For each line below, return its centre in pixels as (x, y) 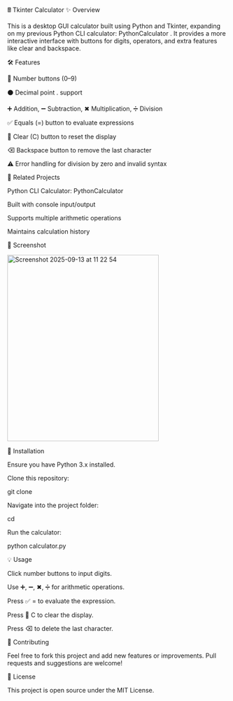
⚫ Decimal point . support (45, 92)
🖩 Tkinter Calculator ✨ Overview (54, 10)
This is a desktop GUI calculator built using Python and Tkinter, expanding (114, 26)
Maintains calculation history (49, 232)
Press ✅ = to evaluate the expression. (62, 601)
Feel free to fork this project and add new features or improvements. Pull (112, 656)
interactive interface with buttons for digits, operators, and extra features (112, 41)
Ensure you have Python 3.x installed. (61, 465)
